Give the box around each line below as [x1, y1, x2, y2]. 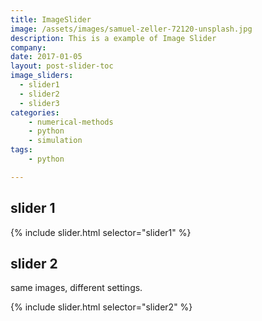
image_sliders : [10, 71, 74, 81]
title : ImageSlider [10, 14, 92, 25]
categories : [10, 107, 60, 118]
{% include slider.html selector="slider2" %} [10, 301, 193, 313]
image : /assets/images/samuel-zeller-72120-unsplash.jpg [10, 24, 253, 34]
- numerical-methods [28, 117, 114, 127]
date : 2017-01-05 [10, 52, 83, 62]
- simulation [28, 136, 83, 146]
